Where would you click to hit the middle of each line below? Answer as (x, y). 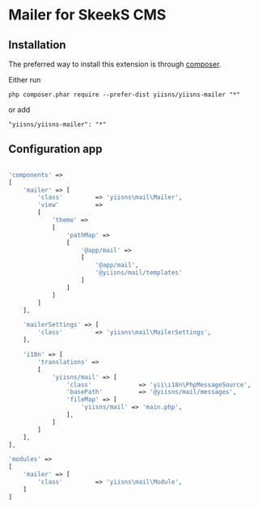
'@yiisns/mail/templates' (139, 273)
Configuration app (55, 149)
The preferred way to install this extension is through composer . (115, 64)
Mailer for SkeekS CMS (87, 15)
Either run (25, 80)
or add (19, 110)
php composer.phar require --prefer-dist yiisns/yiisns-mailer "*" (125, 95)
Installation (37, 45)
